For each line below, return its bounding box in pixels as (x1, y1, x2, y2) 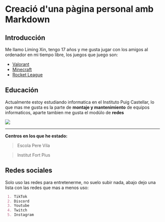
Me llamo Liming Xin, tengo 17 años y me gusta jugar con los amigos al (5, 47, 148, 52)
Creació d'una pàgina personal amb (5, 3, 154, 15)
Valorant (12, 62, 29, 67)
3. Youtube (7, 203, 29, 208)
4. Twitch (7, 208, 27, 213)
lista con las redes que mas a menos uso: (5, 185, 89, 190)
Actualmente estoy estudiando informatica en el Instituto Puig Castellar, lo (5, 99, 155, 105)
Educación (5, 86, 38, 95)
